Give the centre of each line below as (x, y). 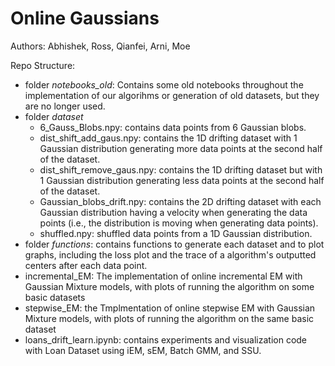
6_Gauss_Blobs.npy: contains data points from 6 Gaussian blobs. (173, 127)
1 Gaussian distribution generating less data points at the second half (182, 180)
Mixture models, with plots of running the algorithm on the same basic (169, 318)
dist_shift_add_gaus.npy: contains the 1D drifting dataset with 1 (168, 138)
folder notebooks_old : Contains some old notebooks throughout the (164, 84)
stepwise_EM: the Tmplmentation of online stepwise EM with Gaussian (170, 308)
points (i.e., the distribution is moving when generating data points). (179, 223)
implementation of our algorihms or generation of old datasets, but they (172, 95)
